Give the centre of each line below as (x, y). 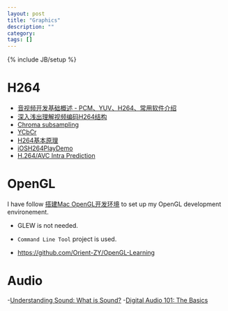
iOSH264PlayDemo (45, 148)
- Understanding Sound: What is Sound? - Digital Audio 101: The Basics (108, 300)
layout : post (26, 14)
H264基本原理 (38, 140)
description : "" (31, 27)
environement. (28, 212)
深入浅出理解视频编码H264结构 (62, 117)
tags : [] (20, 40)
